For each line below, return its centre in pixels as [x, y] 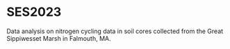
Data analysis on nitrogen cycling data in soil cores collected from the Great [115, 31]
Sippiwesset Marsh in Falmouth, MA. [59, 38]
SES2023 [34, 12]
